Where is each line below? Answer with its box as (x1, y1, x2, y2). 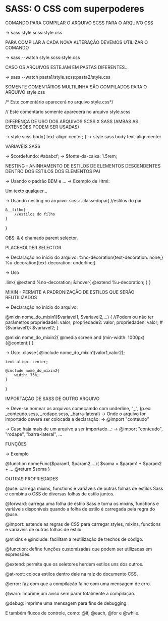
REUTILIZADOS (5, 294, 37, 300)
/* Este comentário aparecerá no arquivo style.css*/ (5, 99, 114, 105)
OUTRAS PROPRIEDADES (5, 475, 59, 482)
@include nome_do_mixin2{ (5, 368, 60, 373)
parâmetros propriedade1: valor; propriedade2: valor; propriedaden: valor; (5, 319, 159, 325)
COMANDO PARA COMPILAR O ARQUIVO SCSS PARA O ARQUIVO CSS (5, 20, 154, 26)
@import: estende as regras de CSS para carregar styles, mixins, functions (5, 521, 161, 527)
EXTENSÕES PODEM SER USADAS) (5, 124, 79, 130)
